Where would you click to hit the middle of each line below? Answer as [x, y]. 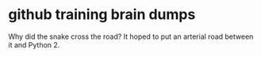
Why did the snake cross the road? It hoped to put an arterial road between [131, 36]
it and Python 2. [34, 44]
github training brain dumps [102, 15]
